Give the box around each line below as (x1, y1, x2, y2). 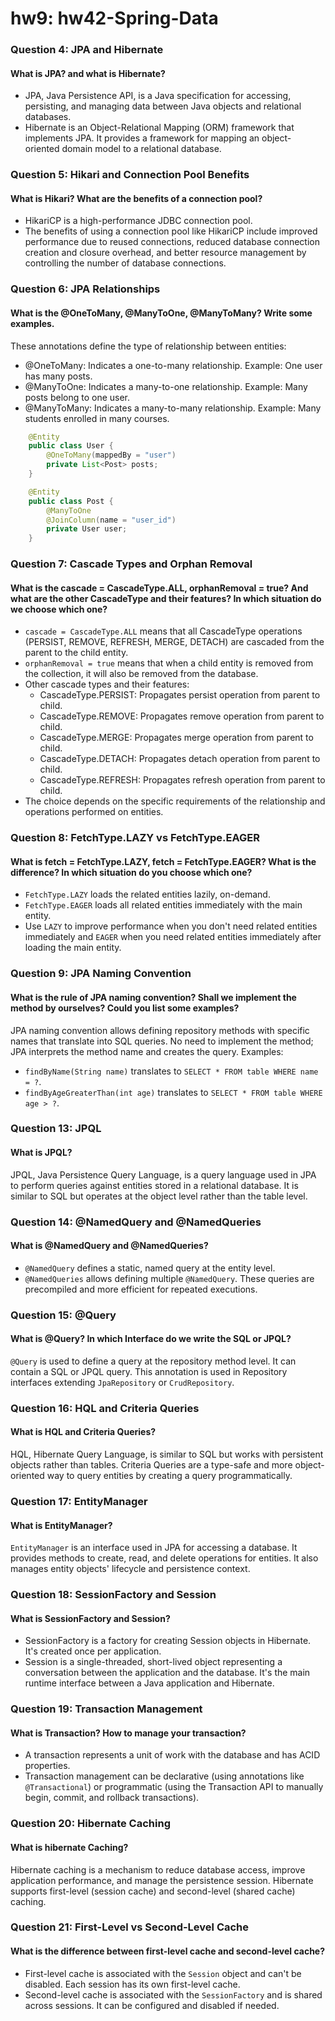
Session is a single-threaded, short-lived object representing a (24, 1656, 283, 1668)
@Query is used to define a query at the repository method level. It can (10, 1355, 297, 1367)
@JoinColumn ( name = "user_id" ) (46, 515, 177, 525)
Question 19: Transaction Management (10, 1702, 203, 1716)
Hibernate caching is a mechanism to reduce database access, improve (10, 1863, 306, 1876)
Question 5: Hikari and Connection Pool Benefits (10, 168, 250, 182)
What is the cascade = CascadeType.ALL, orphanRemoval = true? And (10, 582, 309, 594)
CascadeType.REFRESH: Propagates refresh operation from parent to (39, 774, 326, 786)
